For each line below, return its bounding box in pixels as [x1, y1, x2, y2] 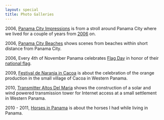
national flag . [5, 60, 32, 66]
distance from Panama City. [5, 45, 62, 51]
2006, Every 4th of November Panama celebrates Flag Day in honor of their [5, 55, 159, 61]
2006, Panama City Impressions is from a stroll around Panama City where [5, 25, 157, 31]
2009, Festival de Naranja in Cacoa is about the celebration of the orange [5, 70, 155, 76]
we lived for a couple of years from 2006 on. [5, 31, 96, 37]
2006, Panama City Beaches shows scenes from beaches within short [5, 40, 148, 46]
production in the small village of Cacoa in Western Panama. [5, 75, 128, 81]
